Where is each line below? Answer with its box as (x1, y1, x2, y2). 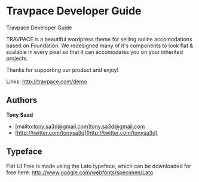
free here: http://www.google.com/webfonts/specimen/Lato (6, 169, 154, 176)
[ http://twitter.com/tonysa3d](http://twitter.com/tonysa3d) (14, 129, 158, 136)
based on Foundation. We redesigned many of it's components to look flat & (6, 42, 194, 49)
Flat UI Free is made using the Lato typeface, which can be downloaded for (6, 162, 191, 169)
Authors (6, 95, 38, 105)
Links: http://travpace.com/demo (6, 78, 87, 85)
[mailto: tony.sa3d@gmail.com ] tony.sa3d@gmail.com (14, 123, 145, 130)
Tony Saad (6, 111, 33, 118)
